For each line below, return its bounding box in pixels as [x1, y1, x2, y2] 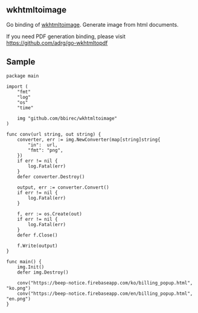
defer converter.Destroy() [17, 173, 85, 180]
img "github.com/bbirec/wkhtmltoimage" [17, 115, 118, 121]
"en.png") [6, 295, 31, 302]
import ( [6, 83, 28, 90]
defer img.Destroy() [17, 269, 69, 275]
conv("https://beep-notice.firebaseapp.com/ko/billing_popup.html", [17, 280, 193, 286]
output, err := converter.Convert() [17, 184, 110, 190]
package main [6, 73, 39, 79]
